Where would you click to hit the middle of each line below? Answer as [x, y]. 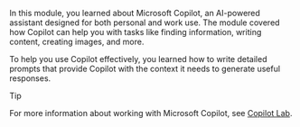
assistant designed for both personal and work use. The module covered [145, 23]
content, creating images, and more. [77, 41]
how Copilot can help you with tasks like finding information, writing [136, 32]
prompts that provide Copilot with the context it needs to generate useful [145, 68]
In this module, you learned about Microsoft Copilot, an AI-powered [135, 13]
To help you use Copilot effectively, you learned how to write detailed [138, 59]
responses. [30, 78]
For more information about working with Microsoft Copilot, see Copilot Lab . [151, 113]
